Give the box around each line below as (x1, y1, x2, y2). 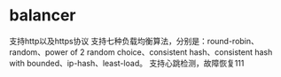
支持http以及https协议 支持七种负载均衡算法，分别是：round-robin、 (9, 35, 260, 46)
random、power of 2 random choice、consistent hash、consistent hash (9, 46, 273, 58)
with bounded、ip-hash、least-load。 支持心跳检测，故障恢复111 (9, 58, 245, 68)
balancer (9, 5, 77, 26)
